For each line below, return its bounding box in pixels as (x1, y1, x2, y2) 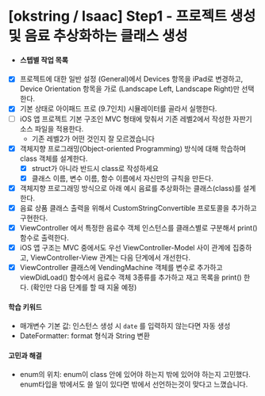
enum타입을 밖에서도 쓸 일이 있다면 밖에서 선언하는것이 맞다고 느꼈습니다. (19, 379, 248, 389)
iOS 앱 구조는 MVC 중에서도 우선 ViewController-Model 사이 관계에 (19, 242, 232, 252)
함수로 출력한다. (19, 233, 69, 242)
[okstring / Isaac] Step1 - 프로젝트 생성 (8, 7, 256, 25)
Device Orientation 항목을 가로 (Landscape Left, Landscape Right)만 (19, 84, 240, 93)
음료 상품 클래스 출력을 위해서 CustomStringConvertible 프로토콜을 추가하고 (19, 203, 257, 212)
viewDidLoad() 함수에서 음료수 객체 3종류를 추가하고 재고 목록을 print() (19, 272, 242, 282)
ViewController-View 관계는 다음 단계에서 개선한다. (30, 253, 190, 262)
